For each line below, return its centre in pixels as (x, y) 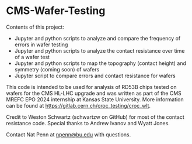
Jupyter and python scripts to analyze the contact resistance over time (100, 50)
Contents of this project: (35, 27)
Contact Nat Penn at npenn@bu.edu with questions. (69, 134)
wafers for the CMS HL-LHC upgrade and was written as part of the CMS (94, 93)
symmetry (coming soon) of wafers (57, 69)
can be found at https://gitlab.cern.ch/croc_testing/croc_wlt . (78, 105)
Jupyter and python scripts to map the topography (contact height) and (100, 63)
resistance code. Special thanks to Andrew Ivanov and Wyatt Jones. (88, 123)
